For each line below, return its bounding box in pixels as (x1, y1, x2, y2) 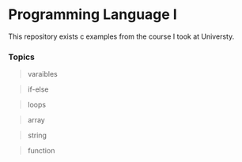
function (27, 146, 55, 156)
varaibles (27, 70, 58, 79)
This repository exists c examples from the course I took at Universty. (8, 32, 235, 41)
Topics (8, 51, 36, 62)
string (27, 130, 47, 140)
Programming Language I (8, 6, 178, 24)
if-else (27, 85, 49, 94)
